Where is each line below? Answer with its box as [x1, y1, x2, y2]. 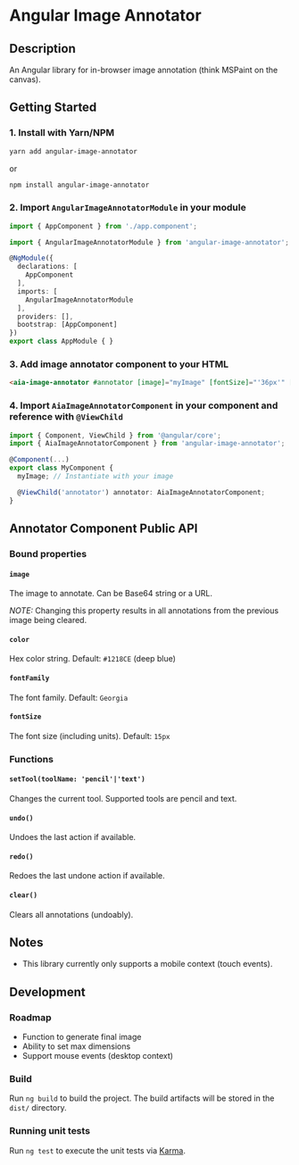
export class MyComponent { [9, 463, 114, 473]
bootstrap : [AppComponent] [17, 320, 118, 329]
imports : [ [17, 287, 58, 295]
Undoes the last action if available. [9, 832, 137, 843]
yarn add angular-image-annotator [9, 146, 138, 156]
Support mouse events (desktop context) [21, 1051, 174, 1061]
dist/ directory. [9, 1103, 67, 1113]
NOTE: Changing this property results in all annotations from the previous [9, 605, 279, 616]
